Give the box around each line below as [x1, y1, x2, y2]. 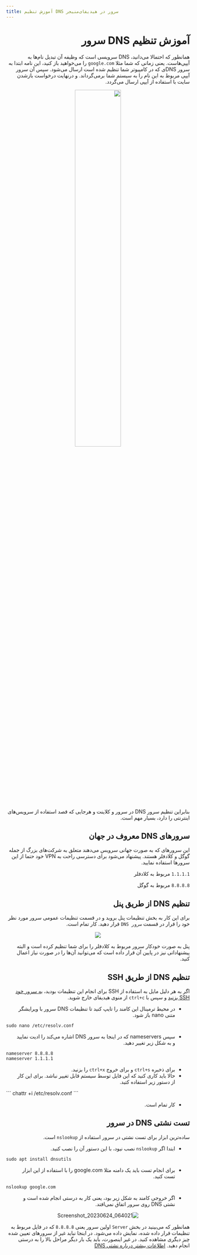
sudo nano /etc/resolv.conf [6, 1023, 75, 1028]
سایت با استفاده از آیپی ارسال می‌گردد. [105, 78, 190, 85]
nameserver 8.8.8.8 [6, 1051, 54, 1057]
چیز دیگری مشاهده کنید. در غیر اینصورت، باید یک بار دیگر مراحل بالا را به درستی [18, 1236, 190, 1243]
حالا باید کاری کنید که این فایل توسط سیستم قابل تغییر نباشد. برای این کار [17, 1072, 175, 1079]
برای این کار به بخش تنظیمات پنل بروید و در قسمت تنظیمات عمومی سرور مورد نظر [8, 914, 190, 921]
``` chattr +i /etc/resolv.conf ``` [6, 1090, 79, 1096]
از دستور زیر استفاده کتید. [119, 1078, 175, 1085]
